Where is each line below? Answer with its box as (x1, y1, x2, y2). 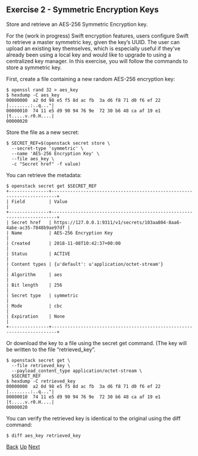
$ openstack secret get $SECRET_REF (6, 183, 97, 189)
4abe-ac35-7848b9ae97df (6, 225, 65, 231)
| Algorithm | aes (6, 271, 62, 278)
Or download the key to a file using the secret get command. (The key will (6, 339, 187, 346)
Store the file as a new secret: (6, 128, 79, 136)
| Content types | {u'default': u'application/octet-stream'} (6, 261, 164, 267)
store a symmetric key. (6, 64, 62, 71)
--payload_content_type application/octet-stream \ (11, 368, 143, 374)
